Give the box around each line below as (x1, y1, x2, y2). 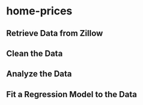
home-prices (6, 4, 73, 18)
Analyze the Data (6, 69, 72, 79)
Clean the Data (6, 48, 63, 58)
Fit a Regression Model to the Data (6, 89, 137, 100)
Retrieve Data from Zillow (6, 28, 103, 38)
